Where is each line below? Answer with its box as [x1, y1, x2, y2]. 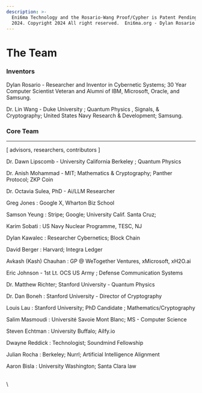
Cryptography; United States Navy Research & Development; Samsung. [6, 112, 183, 119]
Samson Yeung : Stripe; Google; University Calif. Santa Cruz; [6, 211, 156, 218]
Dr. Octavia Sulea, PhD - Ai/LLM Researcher [6, 188, 115, 195]
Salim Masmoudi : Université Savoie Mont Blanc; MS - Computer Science [6, 316, 188, 323]
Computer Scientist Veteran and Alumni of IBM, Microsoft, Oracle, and [6, 87, 180, 94]
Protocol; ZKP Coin [6, 176, 54, 184]
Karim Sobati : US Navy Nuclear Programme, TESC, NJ [6, 223, 142, 230]
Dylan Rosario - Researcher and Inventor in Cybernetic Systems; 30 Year [6, 81, 187, 88]
